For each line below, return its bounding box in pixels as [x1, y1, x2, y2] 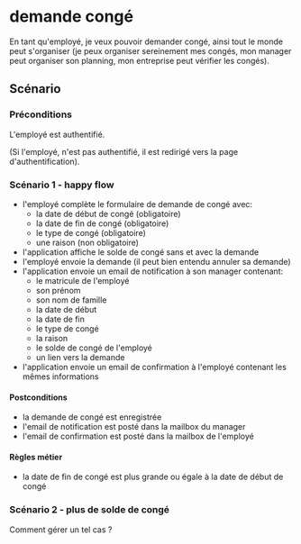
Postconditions [9, 392, 68, 403]
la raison [35, 332, 68, 343]
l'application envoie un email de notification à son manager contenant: [22, 266, 284, 277]
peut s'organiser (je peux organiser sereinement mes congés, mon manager [9, 45, 292, 56]
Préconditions [9, 108, 73, 121]
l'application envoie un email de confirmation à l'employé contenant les [22, 361, 287, 372]
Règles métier [9, 451, 63, 462]
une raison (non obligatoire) [35, 237, 140, 248]
